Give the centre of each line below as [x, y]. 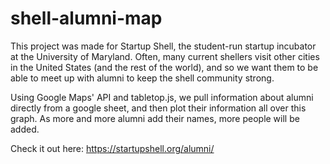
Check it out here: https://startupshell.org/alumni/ [112, 148]
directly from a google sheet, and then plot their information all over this [158, 108]
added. [25, 129]
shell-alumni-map [86, 18]
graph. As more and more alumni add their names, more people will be [155, 118]
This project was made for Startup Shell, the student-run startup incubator [163, 46]
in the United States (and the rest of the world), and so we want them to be [164, 67]
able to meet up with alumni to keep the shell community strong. [142, 78]
